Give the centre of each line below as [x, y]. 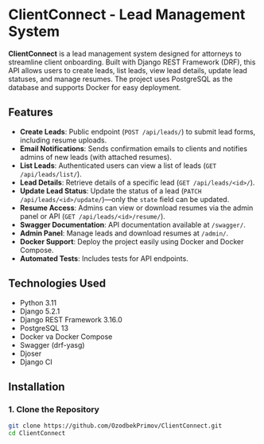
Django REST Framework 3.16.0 [71, 319]
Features [31, 113]
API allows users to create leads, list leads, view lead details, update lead [128, 70]
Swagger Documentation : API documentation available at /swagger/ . [133, 224]
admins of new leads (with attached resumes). [96, 157]
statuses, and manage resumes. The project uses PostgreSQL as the [120, 79]
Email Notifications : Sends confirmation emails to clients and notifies [134, 148]
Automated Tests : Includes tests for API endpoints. [104, 258]
